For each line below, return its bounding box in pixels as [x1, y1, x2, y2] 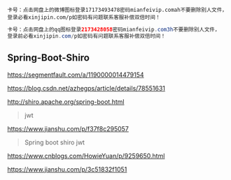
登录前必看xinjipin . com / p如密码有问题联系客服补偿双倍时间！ [7, 32, 166, 40]
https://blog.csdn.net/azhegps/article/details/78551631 [7, 84, 166, 92]
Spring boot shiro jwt [24, 138, 85, 147]
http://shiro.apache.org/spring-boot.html [7, 97, 125, 106]
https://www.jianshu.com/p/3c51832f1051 [7, 165, 127, 173]
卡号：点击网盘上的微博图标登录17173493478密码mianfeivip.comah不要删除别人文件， [7, 6, 227, 13]
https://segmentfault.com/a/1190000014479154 [7, 70, 145, 79]
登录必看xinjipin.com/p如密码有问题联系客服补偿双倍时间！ [7, 14, 161, 21]
